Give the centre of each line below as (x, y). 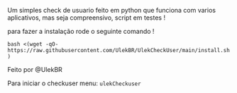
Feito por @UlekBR (35, 69)
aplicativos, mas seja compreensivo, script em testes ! (86, 18)
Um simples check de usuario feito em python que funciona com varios (112, 10)
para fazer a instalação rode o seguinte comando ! (81, 31)
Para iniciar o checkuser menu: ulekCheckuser (74, 83)
